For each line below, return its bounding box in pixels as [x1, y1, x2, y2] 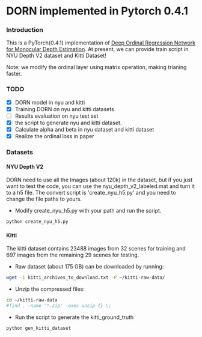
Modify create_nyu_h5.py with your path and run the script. [14, 207, 162, 214]
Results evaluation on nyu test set [14, 112, 99, 120]
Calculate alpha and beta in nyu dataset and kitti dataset [14, 126, 155, 133]
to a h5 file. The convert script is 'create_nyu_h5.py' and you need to [6, 189, 176, 196]
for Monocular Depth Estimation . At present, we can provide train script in [6, 46, 189, 53]
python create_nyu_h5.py [6, 219, 69, 225]
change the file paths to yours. [6, 195, 82, 202]
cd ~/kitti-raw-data [6, 297, 58, 303]
